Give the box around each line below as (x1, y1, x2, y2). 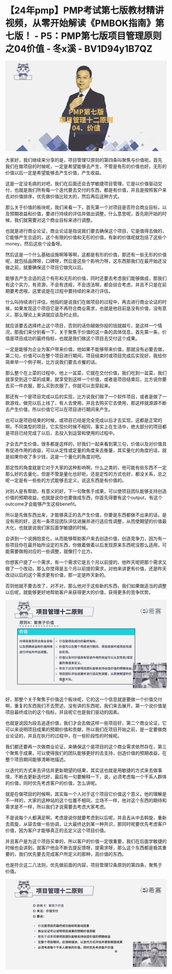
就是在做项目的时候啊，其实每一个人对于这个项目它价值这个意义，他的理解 (5, 791, 162, 797)
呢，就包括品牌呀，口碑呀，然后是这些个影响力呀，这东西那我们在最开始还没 (5, 258, 167, 264)
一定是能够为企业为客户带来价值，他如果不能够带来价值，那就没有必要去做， (5, 346, 167, 352)
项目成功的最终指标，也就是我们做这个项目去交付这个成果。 (14, 336, 140, 342)
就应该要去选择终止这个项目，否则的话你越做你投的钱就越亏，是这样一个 (5, 323, 158, 329)
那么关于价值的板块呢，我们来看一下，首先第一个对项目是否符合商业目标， (5, 204, 162, 210)
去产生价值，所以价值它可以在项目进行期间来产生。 (5, 406, 113, 412)
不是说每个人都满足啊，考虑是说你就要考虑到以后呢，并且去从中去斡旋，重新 (5, 814, 167, 821)
